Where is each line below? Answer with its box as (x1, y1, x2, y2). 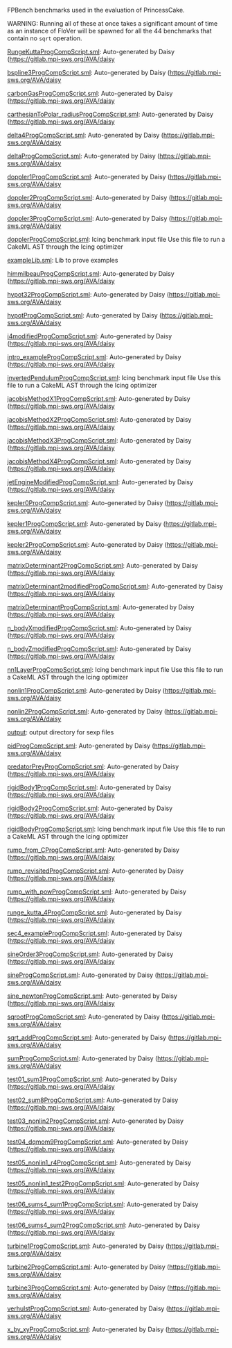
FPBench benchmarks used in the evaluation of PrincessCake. (7, 6, 185, 14)
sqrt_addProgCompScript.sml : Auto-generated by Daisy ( (7, 1033, 171, 1042)
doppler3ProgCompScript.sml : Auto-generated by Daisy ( (7, 215, 172, 222)
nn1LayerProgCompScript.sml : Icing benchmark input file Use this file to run (7, 666, 224, 673)
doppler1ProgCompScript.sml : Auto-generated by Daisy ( (7, 173, 170, 181)
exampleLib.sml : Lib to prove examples (7, 256, 118, 264)
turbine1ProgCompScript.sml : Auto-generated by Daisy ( (7, 1242, 168, 1250)
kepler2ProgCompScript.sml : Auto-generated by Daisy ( (7, 541, 168, 548)
